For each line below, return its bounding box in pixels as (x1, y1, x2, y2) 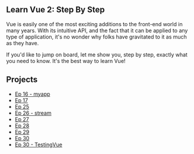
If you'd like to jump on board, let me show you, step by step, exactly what (6, 51, 188, 58)
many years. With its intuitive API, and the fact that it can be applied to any (6, 27, 188, 34)
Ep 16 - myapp (14, 90, 50, 98)
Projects (6, 74, 38, 85)
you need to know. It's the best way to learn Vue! (6, 57, 126, 64)
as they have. (6, 39, 39, 46)
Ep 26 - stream (14, 109, 52, 117)
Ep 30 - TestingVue (14, 141, 62, 148)
